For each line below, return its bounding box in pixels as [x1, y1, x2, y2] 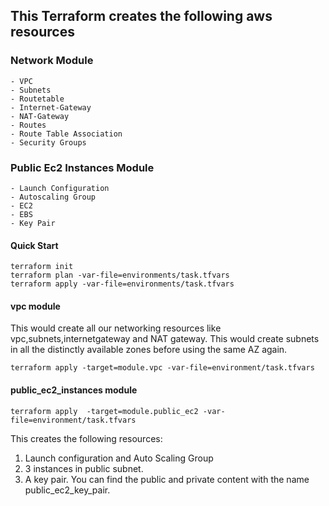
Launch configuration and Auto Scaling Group [24, 452, 214, 464]
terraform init [10, 262, 74, 272]
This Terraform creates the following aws [10, 8, 273, 25]
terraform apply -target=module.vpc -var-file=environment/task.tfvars [10, 363, 315, 373]
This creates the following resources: [10, 432, 163, 444]
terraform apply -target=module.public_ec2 [10, 406, 199, 416]
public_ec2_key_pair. [24, 484, 111, 496]
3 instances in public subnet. [24, 462, 144, 474]
